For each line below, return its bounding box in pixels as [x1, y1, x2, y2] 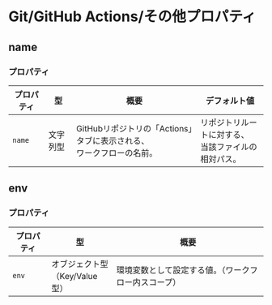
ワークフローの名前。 [76, 147, 158, 158]
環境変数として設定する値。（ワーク [116, 264, 250, 276]
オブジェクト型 [51, 258, 109, 269]
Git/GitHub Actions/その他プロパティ [8, 7, 257, 26]
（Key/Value [51, 270, 98, 281]
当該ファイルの [200, 141, 257, 152]
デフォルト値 [205, 95, 255, 106]
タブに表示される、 [76, 135, 150, 146]
